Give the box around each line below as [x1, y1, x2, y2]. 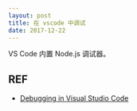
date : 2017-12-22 [8, 26, 66, 34]
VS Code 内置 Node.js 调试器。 [8, 49, 111, 59]
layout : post [8, 11, 52, 20]
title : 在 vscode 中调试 [8, 19, 86, 27]
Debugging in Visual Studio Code [19, 94, 129, 103]
